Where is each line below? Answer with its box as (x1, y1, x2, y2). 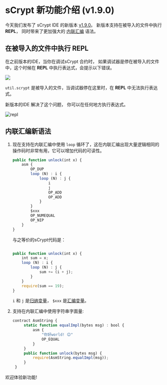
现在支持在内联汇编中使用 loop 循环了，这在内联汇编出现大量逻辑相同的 (12, 141, 160, 147)
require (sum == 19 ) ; (21, 283, 64, 288)
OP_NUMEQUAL (30, 213, 55, 218)
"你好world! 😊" (41, 332, 73, 337)
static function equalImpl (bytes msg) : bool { (23, 323, 125, 328)
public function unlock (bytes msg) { (23, 351, 102, 356)
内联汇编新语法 (5, 127, 51, 136)
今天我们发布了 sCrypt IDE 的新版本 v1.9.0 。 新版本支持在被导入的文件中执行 (5, 22, 162, 28)
